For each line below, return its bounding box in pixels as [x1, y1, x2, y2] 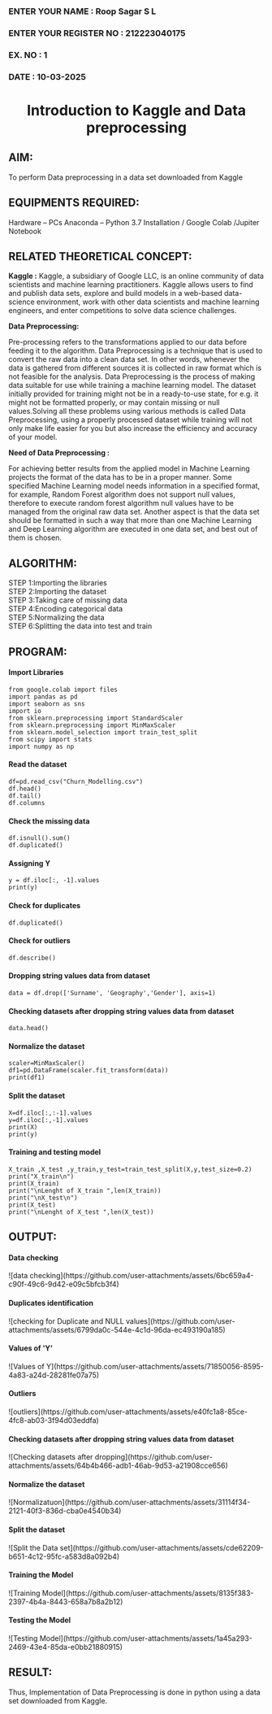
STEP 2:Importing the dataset [8, 587, 107, 597]
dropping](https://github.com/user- [94, 1452, 213, 1462]
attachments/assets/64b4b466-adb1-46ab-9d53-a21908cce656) [8, 1461, 229, 1471]
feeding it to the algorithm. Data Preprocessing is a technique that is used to [8, 346, 263, 355]
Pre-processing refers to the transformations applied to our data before [8, 337, 248, 347]
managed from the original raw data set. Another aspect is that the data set [8, 507, 260, 517]
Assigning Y [8, 858, 51, 868]
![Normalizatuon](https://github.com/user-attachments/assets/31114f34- [8, 1498, 251, 1507]
